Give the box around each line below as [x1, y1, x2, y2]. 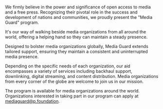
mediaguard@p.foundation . [5, 98, 60, 104]
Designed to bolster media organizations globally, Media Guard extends [5, 44, 148, 49]
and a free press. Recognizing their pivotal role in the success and [5, 9, 138, 15]
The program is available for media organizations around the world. [5, 88, 140, 93]
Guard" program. [5, 19, 39, 25]
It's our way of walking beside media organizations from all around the [5, 29, 146, 34]
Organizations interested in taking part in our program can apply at [5, 93, 139, 99]
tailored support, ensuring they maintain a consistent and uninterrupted [5, 48, 148, 54]
